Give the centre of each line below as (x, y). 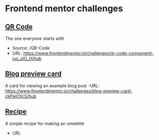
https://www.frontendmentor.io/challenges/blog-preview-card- (69, 91)
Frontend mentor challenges (64, 9)
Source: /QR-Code (31, 48)
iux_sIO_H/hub (27, 58)
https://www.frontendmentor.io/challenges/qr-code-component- (89, 53)
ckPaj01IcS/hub (21, 96)
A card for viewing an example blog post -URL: (52, 85)
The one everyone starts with (35, 38)
